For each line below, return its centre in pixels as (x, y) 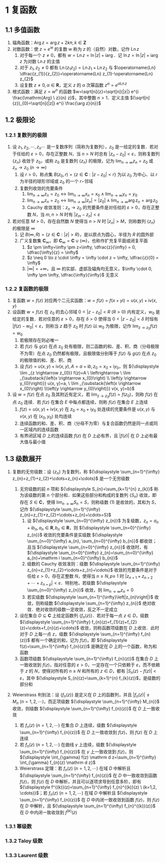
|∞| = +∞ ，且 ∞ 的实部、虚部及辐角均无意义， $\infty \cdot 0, (90, 269)
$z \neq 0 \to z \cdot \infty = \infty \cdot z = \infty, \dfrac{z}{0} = (93, 258)
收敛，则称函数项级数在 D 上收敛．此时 (120, 628)
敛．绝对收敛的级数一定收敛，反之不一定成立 (72, 609)
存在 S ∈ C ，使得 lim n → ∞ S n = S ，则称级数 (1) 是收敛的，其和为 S (87, 503)
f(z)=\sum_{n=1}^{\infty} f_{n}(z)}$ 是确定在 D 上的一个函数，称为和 (88, 646)
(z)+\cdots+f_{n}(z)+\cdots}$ (49, 628)
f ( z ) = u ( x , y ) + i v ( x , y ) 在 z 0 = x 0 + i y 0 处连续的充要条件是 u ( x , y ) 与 (87, 410)
